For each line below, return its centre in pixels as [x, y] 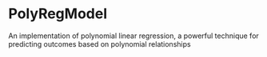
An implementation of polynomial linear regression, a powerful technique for [134, 36]
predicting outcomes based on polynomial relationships [100, 44]
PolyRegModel [58, 14]
